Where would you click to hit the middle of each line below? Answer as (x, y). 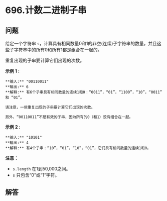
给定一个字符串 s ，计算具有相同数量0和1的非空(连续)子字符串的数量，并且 (81, 43)
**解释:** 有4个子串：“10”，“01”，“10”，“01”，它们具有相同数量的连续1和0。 (78, 148)
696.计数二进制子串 (46, 10)
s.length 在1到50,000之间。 (41, 169)
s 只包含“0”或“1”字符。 (36, 175)
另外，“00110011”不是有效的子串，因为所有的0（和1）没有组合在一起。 (69, 117)
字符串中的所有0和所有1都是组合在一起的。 (58, 50)
